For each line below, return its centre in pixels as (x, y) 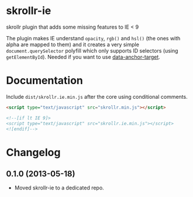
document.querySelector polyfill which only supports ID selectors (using (92, 50)
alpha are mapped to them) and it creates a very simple (73, 44)
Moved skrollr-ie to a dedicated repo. (59, 188)
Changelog (33, 152)
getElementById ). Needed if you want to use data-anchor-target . (83, 57)
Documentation (45, 81)
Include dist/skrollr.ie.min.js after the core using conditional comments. (97, 96)
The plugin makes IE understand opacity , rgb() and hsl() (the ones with (93, 38)
